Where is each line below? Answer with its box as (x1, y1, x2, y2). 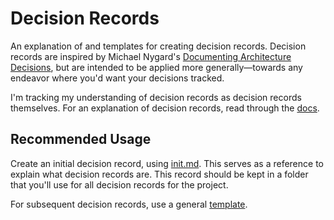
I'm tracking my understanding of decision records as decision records (10, 91, 302, 103)
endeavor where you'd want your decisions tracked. (10, 72, 225, 84)
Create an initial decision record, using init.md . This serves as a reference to (10, 157, 324, 169)
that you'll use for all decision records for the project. (10, 178, 229, 191)
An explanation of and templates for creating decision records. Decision (10, 40, 307, 52)
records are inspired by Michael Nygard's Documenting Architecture (10, 50, 292, 62)
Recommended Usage (10, 131, 152, 148)
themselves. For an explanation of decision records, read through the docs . (10, 102, 320, 114)
